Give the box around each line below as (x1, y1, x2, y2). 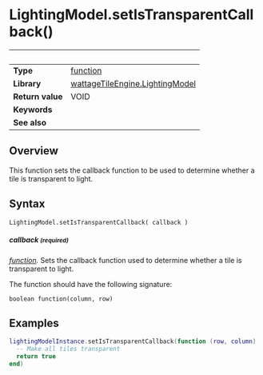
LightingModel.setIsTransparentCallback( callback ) (9, 218, 189, 226)
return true (16, 353, 57, 361)
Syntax (9, 197, 46, 211)
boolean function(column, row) (9, 294, 114, 303)
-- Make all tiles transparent (16, 345, 121, 353)
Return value (13, 90, 63, 102)
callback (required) (9, 235, 69, 245)
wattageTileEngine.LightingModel (70, 78, 197, 89)
